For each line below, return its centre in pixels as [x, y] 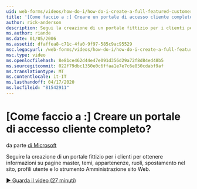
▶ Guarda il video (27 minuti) [41, 180]
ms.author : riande [28, 33]
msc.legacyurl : [25, 50]
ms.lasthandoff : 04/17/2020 [40, 83]
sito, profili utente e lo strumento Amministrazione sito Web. [78, 169]
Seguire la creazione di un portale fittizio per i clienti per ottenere [84, 156]
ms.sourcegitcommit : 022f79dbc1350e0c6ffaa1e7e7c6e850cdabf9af [85, 66]
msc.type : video [26, 55]
